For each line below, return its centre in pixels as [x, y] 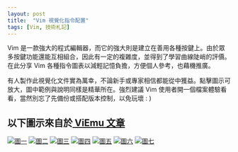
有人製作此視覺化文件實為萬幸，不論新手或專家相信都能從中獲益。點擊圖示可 [119, 81]
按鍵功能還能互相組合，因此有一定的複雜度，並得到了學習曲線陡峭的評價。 [122, 57]
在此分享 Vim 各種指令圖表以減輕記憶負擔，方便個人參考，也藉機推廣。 [111, 66]
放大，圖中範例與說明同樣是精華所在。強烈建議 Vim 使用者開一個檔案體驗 [114, 90]
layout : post [27, 14]
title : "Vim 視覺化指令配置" [48, 21]
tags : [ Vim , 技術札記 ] [39, 27]
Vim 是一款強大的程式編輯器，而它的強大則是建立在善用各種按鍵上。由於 [113, 48]
